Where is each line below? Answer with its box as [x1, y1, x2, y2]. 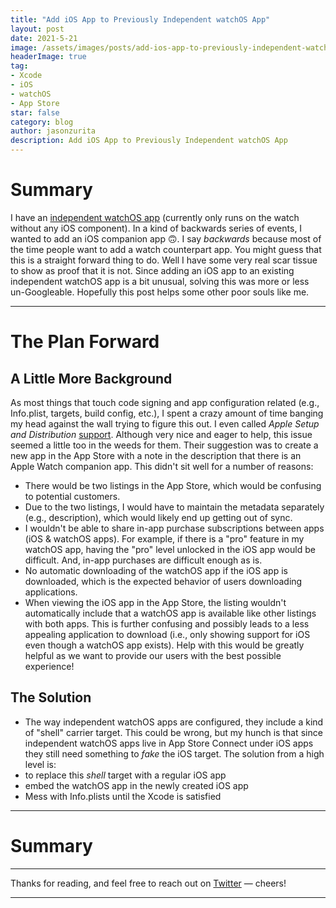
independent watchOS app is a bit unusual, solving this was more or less [10, 275, 310, 287]
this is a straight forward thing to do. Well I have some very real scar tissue [10, 254, 318, 266]
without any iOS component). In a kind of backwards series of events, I [10, 222, 303, 234]
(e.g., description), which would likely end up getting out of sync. [24, 511, 293, 523]
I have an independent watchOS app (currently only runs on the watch [10, 211, 300, 223]
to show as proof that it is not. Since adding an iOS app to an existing [10, 264, 295, 276]
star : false [10, 107, 60, 118]
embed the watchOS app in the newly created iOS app [24, 779, 249, 791]
